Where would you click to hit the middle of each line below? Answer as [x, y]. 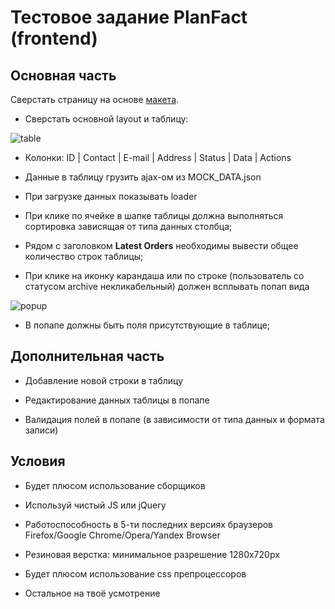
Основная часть [63, 75]
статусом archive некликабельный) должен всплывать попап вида [167, 286]
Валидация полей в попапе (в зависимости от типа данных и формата [174, 419]
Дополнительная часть [87, 356]
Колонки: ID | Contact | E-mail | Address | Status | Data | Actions [158, 157]
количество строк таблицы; [84, 256]
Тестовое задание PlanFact [129, 17]
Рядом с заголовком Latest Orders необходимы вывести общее [161, 245]
